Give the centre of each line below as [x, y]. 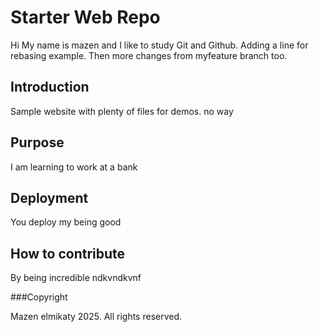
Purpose [37, 142]
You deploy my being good [66, 222]
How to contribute [68, 253]
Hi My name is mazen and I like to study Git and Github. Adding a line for [159, 45]
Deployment [49, 197]
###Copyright [39, 297]
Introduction [50, 87]
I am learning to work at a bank [74, 167]
